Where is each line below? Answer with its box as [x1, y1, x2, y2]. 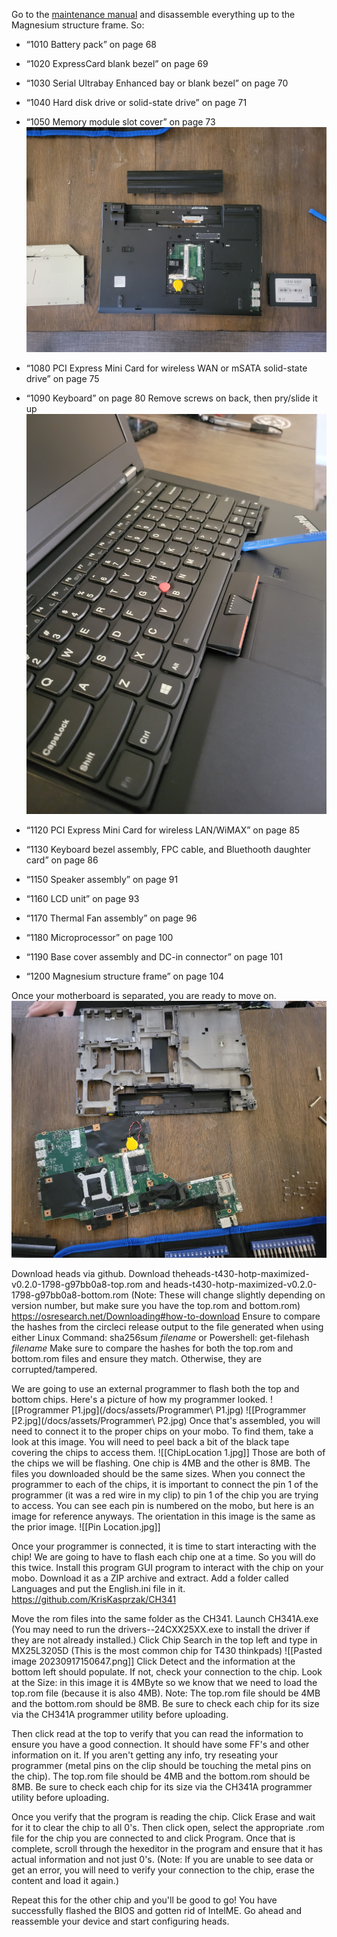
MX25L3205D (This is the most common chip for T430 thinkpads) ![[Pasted [11, 1644, 323, 1656]
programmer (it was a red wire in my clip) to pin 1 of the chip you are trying [11, 1489, 319, 1501]
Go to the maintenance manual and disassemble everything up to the [11, 9, 296, 20]
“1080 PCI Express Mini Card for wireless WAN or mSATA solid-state [25, 362, 308, 374]
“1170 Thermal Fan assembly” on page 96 [25, 912, 198, 924]
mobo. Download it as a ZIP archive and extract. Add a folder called [11, 1572, 289, 1584]
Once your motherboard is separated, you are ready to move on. [11, 990, 277, 1002]
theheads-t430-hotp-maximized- [172, 1267, 310, 1279]
